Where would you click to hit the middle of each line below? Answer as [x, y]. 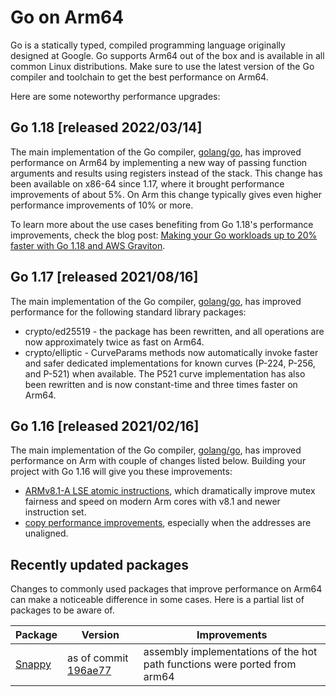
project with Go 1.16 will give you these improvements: [121, 472]
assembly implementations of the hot [230, 652]
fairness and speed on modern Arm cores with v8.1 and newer [152, 502]
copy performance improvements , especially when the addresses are [168, 523]
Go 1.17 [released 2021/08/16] [104, 277]
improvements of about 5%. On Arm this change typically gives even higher [166, 194]
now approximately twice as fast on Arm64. [114, 342]
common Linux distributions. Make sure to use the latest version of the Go [162, 66]
